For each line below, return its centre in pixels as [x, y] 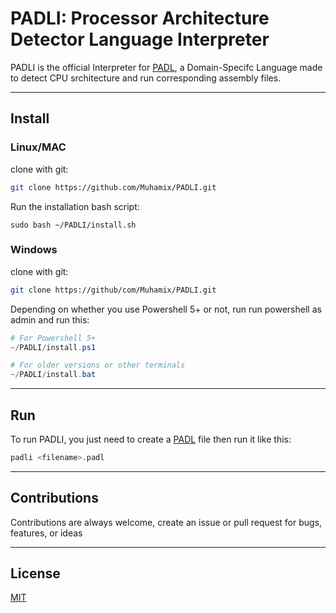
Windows [34, 250]
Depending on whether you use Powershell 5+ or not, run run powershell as [166, 309]
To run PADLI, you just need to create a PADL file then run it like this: [151, 439]
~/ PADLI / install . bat [53, 375]
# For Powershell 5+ [53, 338]
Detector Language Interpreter [140, 39]
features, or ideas [46, 533]
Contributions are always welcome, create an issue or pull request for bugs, [166, 522]
